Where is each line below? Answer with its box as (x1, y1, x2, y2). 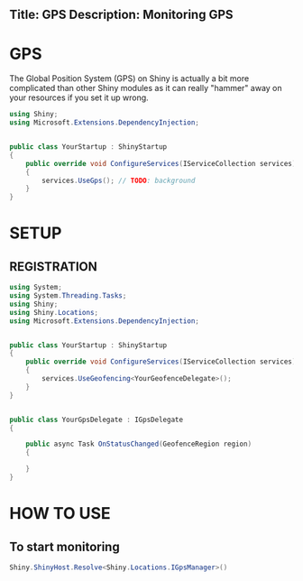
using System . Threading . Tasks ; (9, 291, 127, 300)
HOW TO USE (9, 503, 111, 524)
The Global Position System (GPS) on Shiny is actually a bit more (9, 73, 250, 84)
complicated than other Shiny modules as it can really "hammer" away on (9, 83, 282, 94)
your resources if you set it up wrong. (9, 92, 149, 103)
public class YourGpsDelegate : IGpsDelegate (9, 415, 183, 424)
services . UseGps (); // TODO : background (41, 176, 196, 185)
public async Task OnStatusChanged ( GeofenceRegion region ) (25, 439, 252, 449)
